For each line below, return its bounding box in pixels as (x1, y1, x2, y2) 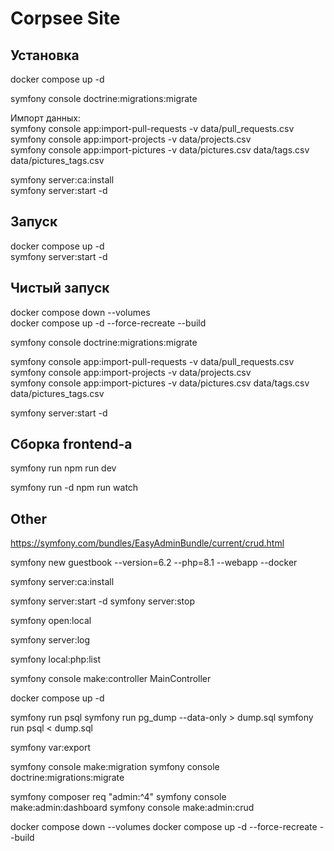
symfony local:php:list (10, 653, 101, 666)
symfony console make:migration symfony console (10, 761, 220, 773)
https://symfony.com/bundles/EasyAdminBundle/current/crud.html (10, 537, 285, 549)
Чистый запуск (10, 280, 110, 297)
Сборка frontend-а (10, 436, 133, 453)
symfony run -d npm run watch (10, 482, 139, 494)
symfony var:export (10, 742, 92, 754)
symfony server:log (10, 634, 91, 646)
